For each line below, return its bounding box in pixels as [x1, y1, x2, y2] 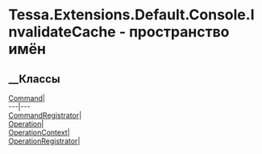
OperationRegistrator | [8, 136, 81, 146]
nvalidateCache [8, 23, 117, 41]
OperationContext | [8, 127, 70, 137]
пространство [128, 23, 230, 41]
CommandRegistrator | [8, 110, 82, 120]
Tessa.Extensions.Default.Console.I [8, 6, 256, 24]
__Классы [8, 72, 60, 85]
